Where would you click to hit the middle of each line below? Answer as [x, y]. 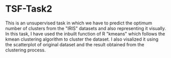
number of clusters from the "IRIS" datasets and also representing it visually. [86, 28]
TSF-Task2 [29, 9]
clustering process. [26, 50]
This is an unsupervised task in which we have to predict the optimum [79, 23]
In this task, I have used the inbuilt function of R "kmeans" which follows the [85, 34]
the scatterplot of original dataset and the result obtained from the [75, 44]
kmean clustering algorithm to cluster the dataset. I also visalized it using [82, 39]
